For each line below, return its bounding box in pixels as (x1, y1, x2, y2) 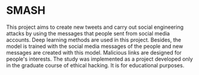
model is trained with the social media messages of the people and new (6, 43, 183, 50)
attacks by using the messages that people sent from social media (6, 29, 170, 37)
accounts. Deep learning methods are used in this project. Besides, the (6, 36, 182, 43)
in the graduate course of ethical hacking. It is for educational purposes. (6, 61, 185, 69)
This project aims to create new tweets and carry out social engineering (6, 23, 184, 31)
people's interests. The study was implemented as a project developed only (6, 55, 193, 62)
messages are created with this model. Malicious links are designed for (6, 49, 182, 56)
